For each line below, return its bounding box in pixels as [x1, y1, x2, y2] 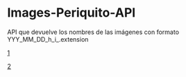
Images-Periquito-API [7, 5, 136, 21]
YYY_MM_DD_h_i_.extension [7, 35, 89, 43]
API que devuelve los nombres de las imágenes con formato [7, 28, 179, 36]
